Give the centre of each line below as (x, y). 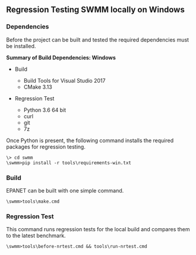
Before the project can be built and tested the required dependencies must (97, 40)
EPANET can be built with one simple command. (65, 190)
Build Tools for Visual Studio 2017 (64, 80)
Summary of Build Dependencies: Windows (61, 57)
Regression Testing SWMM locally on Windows (96, 10)
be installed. (21, 46)
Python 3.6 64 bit (45, 110)
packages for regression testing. (46, 147)
